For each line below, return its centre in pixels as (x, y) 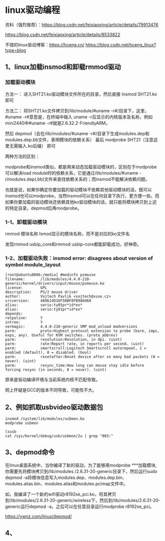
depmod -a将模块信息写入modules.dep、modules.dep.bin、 (66, 477)
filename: (15, 279)
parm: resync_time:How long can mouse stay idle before (75, 365)
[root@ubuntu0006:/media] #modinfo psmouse (50, 275)
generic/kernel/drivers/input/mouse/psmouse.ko (55, 284)
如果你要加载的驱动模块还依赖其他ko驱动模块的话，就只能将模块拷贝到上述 (81, 202)
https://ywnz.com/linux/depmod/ (39, 516)
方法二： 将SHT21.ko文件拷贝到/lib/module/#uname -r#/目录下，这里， (77, 110)
